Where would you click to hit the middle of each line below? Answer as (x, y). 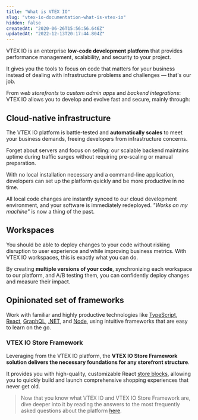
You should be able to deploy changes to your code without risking (88, 245)
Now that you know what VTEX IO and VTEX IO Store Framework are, (106, 398)
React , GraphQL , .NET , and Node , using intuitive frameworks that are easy (97, 321)
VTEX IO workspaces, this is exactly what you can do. (72, 257)
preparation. (21, 163)
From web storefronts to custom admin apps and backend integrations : (94, 93)
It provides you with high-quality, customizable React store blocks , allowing (99, 373)
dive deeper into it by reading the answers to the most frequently (100, 404)
